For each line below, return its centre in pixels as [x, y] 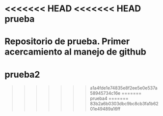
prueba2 [22, 74]
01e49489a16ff [105, 109]
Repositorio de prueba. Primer [67, 42]
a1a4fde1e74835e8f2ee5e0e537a [124, 88]
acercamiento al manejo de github [76, 52]
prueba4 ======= [109, 98]
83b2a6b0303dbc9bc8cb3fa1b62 [124, 104]
